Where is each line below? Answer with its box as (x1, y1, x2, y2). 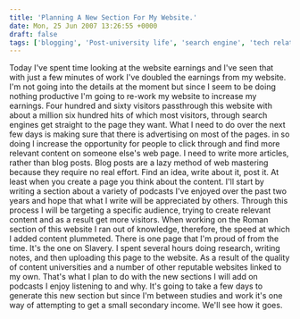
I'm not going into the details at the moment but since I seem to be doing (9, 81, 277, 92)
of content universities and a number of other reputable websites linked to (9, 262, 282, 273)
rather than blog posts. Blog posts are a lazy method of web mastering (9, 157, 269, 168)
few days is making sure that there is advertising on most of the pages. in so (9, 129, 290, 139)
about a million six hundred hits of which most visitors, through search (9, 110, 268, 121)
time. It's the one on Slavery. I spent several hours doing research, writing (9, 243, 281, 254)
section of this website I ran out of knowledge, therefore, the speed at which (9, 224, 290, 235)
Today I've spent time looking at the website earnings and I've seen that (9, 63, 274, 73)
